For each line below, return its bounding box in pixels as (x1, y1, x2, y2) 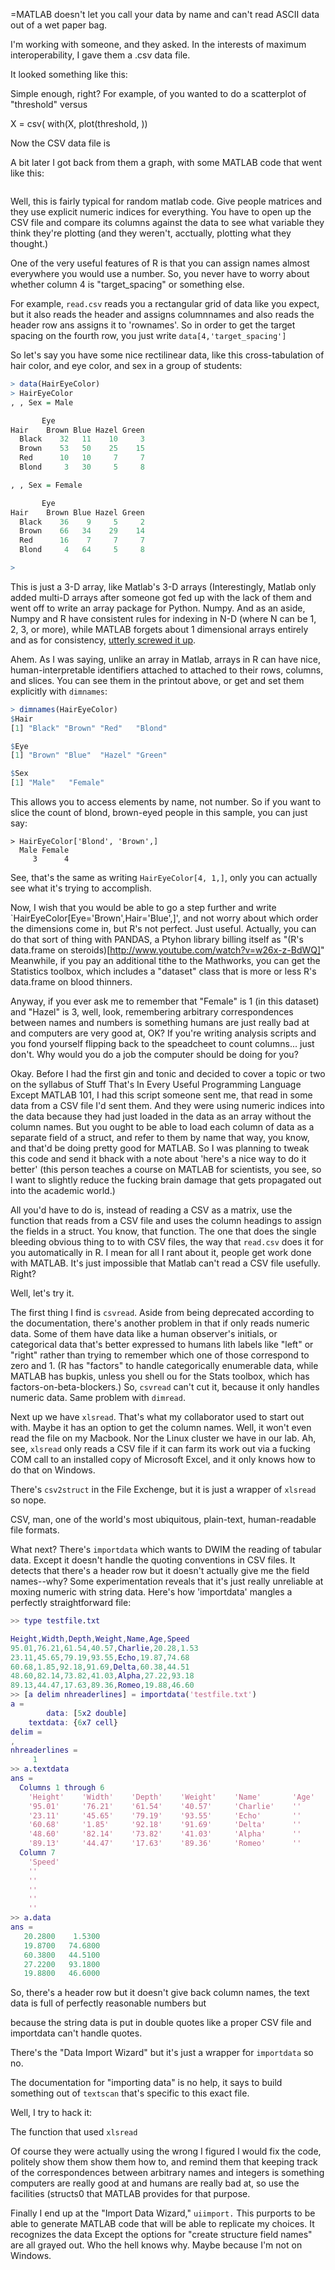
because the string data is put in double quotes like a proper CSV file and (10, 2017, 312, 2029)
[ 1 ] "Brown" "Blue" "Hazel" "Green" (10, 750, 168, 761)
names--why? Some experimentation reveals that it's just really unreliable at (10, 1575, 324, 1587)
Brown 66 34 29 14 (19, 526, 145, 536)
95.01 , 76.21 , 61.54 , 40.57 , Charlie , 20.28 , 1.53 (10, 1643, 199, 1653)
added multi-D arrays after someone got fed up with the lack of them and (10, 591, 312, 603)
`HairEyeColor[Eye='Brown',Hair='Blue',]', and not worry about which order (10, 912, 319, 924)
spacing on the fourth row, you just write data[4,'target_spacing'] (10, 330, 287, 341)
